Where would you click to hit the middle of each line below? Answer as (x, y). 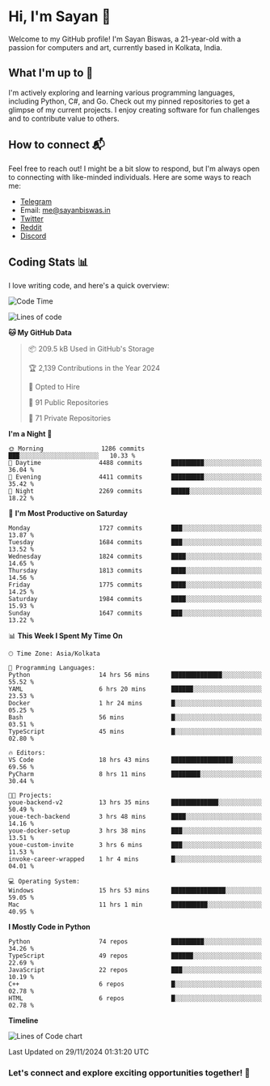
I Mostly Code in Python (49, 927)
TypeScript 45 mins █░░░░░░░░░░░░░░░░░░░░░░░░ (135, 732)
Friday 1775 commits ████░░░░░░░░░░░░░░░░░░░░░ (135, 585)
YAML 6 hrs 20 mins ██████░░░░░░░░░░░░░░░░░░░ (135, 689)
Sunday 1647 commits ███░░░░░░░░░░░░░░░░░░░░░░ (135, 613)
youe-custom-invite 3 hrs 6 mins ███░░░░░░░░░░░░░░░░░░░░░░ (135, 845)
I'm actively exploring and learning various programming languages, (122, 92)
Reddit (31, 227)
